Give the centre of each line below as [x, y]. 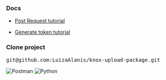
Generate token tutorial [42, 32]
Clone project [26, 47]
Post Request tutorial [40, 21]
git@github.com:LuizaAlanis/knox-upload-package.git [83, 60]
